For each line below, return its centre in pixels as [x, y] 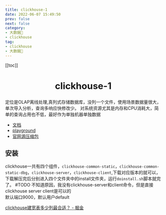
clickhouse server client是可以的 [38, 191]
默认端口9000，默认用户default [37, 197]
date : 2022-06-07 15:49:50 [33, 14]
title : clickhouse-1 [27, 10]
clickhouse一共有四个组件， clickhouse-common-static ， [62, 166]
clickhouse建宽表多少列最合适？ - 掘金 [45, 208]
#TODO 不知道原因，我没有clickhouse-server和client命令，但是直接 [84, 185]
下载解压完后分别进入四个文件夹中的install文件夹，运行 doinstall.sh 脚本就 [81, 178]
